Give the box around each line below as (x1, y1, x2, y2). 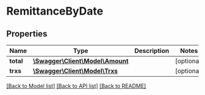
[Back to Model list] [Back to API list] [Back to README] (6, 82, 146, 90)
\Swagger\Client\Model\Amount (32, 57, 129, 65)
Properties (6, 29, 48, 39)
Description (134, 47, 170, 55)
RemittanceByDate (6, 4, 104, 18)
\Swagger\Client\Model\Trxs (32, 67, 118, 75)
